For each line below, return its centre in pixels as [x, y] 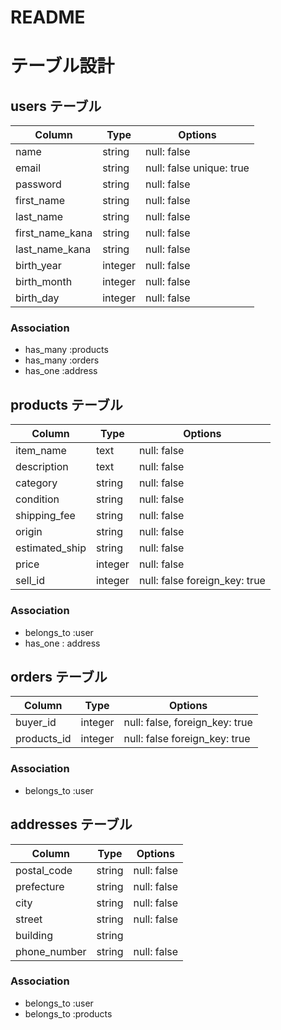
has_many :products [66, 350]
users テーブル [56, 106]
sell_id [30, 581]
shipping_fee [45, 516]
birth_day [37, 298]
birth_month [44, 282]
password [38, 184]
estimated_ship [51, 548]
